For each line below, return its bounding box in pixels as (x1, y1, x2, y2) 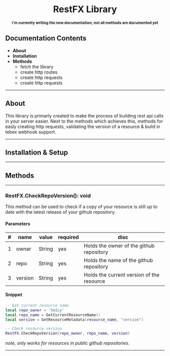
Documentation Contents (5, 34, 87, 43)
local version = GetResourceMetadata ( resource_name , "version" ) (5, 317, 144, 322)
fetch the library (20, 63, 54, 69)
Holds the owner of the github (83, 242, 155, 249)
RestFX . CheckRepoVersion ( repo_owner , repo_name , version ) (5, 331, 130, 336)
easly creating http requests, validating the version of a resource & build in (5, 123, 160, 130)
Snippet (5, 292, 22, 298)
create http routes (20, 69, 58, 75)
